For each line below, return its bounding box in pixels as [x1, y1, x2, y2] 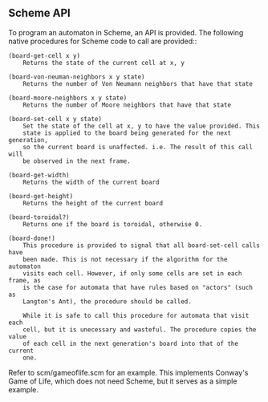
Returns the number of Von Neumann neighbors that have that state [22, 79, 253, 87]
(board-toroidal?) [8, 213, 70, 221]
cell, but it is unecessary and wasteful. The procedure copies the [22, 325, 257, 334]
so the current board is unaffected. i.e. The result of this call [22, 143, 253, 151]
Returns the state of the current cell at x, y [22, 59, 185, 67]
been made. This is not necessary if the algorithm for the [22, 255, 228, 263]
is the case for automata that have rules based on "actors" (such [22, 283, 253, 291]
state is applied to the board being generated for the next [22, 128, 231, 137]
